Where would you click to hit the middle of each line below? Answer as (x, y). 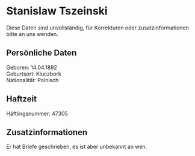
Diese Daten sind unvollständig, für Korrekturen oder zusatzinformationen (98, 28)
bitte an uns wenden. (32, 34)
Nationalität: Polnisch (32, 80)
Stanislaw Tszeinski (57, 11)
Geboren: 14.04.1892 (32, 67)
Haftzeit (22, 99)
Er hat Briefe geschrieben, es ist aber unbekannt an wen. (77, 147)
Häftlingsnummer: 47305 (37, 113)
